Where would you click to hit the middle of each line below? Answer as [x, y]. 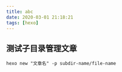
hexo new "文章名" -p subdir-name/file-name [61, 64]
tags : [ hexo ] [22, 23]
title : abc [20, 12]
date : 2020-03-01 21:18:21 [40, 17]
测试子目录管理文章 [42, 48]
